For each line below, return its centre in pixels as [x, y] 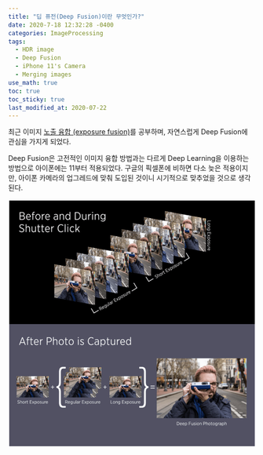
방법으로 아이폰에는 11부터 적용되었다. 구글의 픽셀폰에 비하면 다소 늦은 [115, 168]
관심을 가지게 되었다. [40, 142]
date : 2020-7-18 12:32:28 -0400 [61, 25]
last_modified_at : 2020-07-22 [58, 107]
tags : [17, 42]
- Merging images [44, 75]
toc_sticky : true [37, 99]
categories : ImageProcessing [56, 33]
